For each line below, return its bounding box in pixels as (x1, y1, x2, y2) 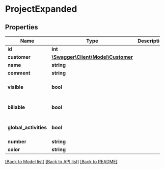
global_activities (7, 124, 47, 131)
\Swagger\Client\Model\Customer (51, 54, 133, 60)
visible (7, 84, 24, 90)
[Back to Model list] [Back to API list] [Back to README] (5, 159, 118, 165)
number (7, 138, 27, 145)
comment (7, 70, 30, 76)
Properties (5, 23, 38, 31)
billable (7, 104, 26, 111)
